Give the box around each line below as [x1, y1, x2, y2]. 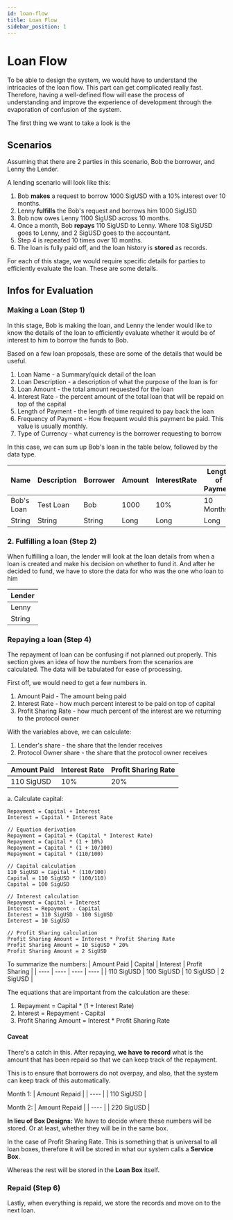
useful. [7, 356, 27, 365]
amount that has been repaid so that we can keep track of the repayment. [7, 1055, 218, 1064]
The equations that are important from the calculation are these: [7, 988, 190, 997]
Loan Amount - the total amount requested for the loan [17, 385, 174, 393]
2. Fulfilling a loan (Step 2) [7, 536, 97, 546]
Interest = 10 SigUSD [7, 918, 70, 925]
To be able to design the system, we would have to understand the [7, 76, 198, 84]
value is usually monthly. [17, 422, 88, 430]
